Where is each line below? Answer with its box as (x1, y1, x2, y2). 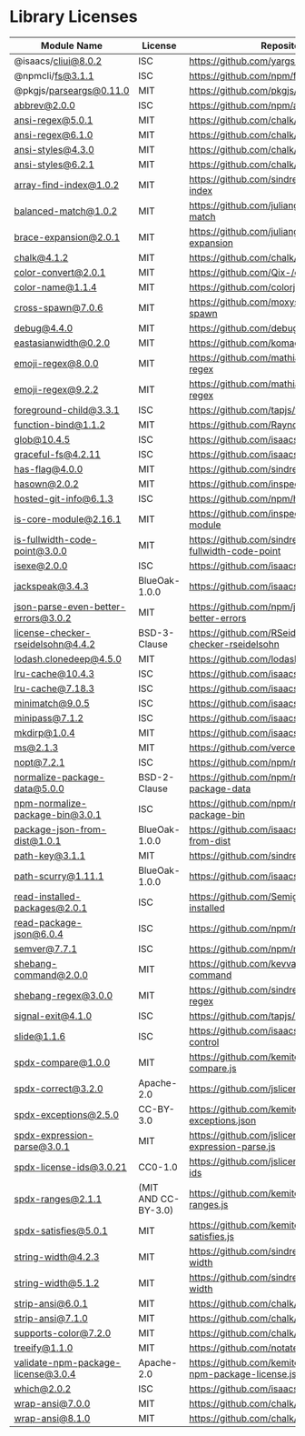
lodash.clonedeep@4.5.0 (14, 652, 123, 665)
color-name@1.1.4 (14, 280, 97, 293)
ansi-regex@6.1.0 (14, 128, 93, 141)
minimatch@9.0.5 (14, 697, 91, 709)
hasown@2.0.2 (14, 477, 79, 490)
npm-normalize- (14, 797, 88, 809)
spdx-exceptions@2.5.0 (14, 1108, 120, 1120)
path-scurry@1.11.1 (14, 869, 104, 882)
